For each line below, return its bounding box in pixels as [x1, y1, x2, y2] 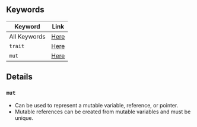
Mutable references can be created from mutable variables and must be [14, 108, 191, 115]
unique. [14, 114, 34, 121]
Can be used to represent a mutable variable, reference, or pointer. [14, 101, 179, 109]
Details [6, 72, 33, 82]
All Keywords [9, 32, 46, 40]
